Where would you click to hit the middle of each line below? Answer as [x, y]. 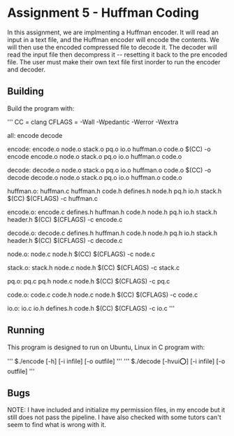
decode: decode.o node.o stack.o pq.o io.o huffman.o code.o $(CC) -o [109, 170]
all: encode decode [35, 135]
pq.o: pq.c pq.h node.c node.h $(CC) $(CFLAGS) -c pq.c [89, 281]
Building [25, 91]
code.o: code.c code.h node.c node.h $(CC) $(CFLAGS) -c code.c [103, 295]
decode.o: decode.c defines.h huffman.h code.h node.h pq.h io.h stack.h [112, 233]
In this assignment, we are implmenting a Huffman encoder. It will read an [113, 32]
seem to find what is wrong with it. [57, 425]
